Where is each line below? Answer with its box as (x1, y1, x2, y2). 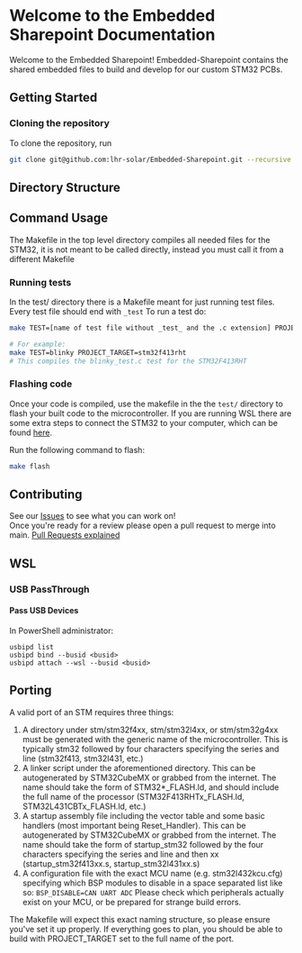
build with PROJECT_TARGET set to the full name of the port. (9, 933, 235, 944)
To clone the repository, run (9, 137, 112, 149)
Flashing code (9, 377, 73, 390)
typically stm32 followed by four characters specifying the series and (22, 743, 280, 754)
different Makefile (9, 253, 75, 264)
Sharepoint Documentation (9, 24, 216, 45)
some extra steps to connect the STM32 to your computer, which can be (9, 417, 279, 428)
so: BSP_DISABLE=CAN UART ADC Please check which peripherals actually (22, 886, 285, 897)
